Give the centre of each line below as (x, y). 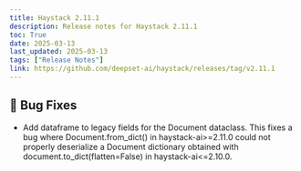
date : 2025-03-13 (42, 43)
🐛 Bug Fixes (43, 106)
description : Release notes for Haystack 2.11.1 (104, 26)
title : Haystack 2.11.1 (55, 18)
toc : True (28, 35)
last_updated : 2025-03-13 (58, 52)
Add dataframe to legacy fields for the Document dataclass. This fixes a (158, 127)
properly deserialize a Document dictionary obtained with (130, 146)
